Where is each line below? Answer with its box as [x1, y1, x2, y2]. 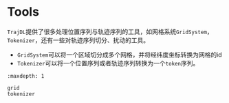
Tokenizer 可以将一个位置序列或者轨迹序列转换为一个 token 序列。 [17, 59, 199, 67]
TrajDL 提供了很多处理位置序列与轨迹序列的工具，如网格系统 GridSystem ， [7, 27, 213, 35]
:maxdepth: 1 [7, 72, 45, 79]
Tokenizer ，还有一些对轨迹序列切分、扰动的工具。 [7, 35, 150, 44]
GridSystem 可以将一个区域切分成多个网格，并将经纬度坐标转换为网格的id [17, 50, 222, 59]
